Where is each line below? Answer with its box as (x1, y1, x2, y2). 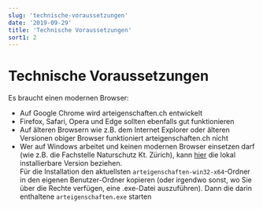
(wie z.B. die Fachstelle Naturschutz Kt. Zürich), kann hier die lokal (19, 150, 236, 159)
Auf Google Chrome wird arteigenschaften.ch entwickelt (19, 108, 203, 118)
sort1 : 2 (8, 33, 37, 42)
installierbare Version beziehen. (19, 159, 123, 168)
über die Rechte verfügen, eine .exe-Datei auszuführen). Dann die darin (19, 184, 253, 193)
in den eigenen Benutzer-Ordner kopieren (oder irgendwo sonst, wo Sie (19, 175, 252, 185)
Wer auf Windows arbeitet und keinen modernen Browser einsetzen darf (19, 142, 255, 152)
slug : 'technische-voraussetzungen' (8, 11, 128, 20)
